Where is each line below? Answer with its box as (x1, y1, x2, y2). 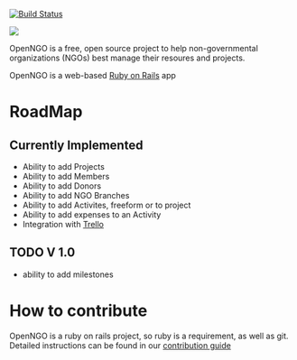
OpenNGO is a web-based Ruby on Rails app (9, 70, 176, 80)
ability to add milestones (22, 269, 115, 280)
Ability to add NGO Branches (22, 190, 130, 200)
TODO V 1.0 (9, 245, 76, 261)
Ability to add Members (22, 171, 110, 181)
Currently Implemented (9, 137, 144, 152)
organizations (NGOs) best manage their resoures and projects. (9, 52, 246, 63)
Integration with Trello (22, 219, 104, 229)
